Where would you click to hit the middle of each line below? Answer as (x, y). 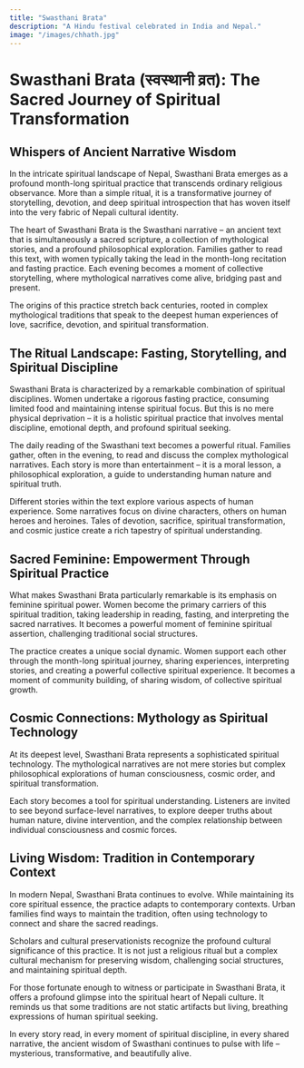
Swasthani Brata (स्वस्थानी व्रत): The (135, 79)
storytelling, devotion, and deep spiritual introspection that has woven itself (150, 203)
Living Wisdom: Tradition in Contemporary (132, 858)
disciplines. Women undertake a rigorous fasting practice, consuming (139, 399)
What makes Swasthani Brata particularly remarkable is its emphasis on (143, 595)
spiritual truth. (35, 484)
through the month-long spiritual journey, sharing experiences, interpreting (149, 661)
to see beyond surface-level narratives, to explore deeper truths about (141, 810)
